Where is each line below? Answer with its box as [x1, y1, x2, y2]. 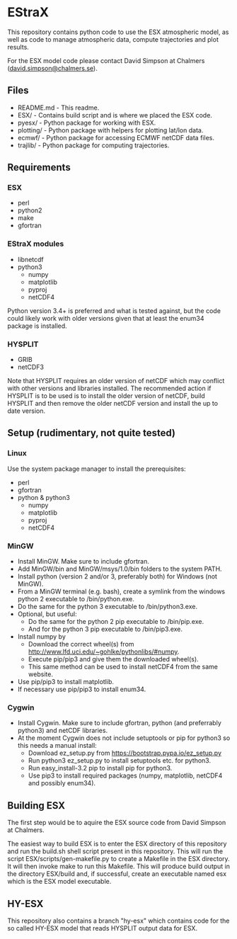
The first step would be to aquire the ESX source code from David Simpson [7, 819, 226, 827]
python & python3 [17, 493, 71, 501]
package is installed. [7, 321, 67, 330]
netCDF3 [17, 363, 45, 372]
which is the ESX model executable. [7, 877, 112, 886]
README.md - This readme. [17, 103, 100, 112]
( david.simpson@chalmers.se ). [7, 64, 98, 72]
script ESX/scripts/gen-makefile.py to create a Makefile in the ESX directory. [7, 855, 230, 863]
